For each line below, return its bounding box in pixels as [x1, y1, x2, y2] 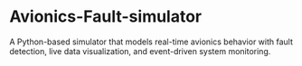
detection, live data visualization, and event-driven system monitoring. [9, 45, 271, 56]
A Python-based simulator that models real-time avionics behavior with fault [9, 36, 294, 47]
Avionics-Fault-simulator [9, 6, 203, 27]
